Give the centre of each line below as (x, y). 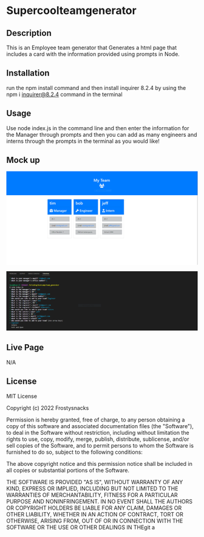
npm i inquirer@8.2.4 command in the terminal (64, 94)
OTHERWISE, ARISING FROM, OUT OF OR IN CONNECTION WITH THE (95, 521)
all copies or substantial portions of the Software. (68, 470)
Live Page (25, 348)
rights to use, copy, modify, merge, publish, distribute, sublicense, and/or (98, 439)
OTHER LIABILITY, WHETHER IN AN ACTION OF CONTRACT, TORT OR (95, 514)
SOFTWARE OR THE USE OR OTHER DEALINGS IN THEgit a (81, 527)
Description (29, 33)
